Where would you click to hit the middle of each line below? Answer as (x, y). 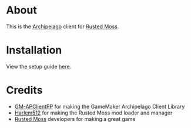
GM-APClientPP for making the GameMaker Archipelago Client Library (100, 106)
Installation (34, 50)
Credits (24, 90)
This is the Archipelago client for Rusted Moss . (63, 26)
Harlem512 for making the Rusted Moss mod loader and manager (93, 113)
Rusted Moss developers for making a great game (75, 119)
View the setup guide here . (39, 66)
